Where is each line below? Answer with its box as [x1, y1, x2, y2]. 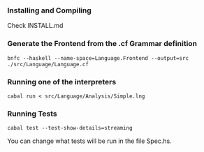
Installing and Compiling [7, 6, 92, 15]
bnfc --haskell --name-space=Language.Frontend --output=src [7, 54, 189, 61]
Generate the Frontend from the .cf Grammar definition [7, 39, 198, 49]
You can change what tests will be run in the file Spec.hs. [7, 137, 173, 145]
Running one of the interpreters [7, 77, 117, 86]
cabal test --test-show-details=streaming [7, 125, 133, 132]
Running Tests [7, 109, 57, 119]
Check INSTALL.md [7, 22, 64, 30]
